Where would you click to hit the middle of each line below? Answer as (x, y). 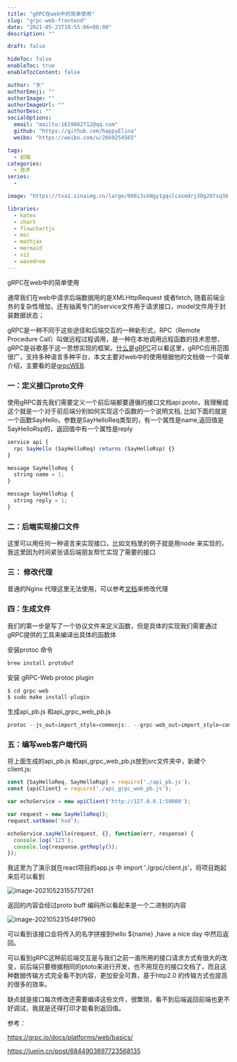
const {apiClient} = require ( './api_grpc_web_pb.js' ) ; (90, 789)
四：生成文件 (29, 609)
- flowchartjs (34, 228)
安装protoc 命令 (30, 649)
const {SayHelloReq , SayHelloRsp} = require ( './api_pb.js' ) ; (99, 782)
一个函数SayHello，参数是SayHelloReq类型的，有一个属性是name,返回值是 (116, 420)
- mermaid (28, 248)
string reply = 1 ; (41, 501)
